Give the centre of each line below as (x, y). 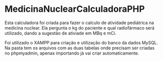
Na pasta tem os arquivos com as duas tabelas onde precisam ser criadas (80, 48)
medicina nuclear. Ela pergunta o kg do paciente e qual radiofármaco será (80, 28)
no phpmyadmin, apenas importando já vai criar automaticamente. (72, 53)
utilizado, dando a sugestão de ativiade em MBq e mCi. (61, 33)
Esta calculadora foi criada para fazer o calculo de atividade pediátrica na (79, 23)
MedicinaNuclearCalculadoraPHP (75, 9)
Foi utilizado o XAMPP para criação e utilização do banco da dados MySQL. (81, 42)
